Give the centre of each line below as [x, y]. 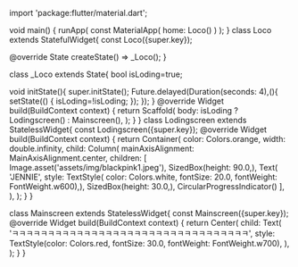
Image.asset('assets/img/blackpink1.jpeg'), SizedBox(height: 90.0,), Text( [144, 167]
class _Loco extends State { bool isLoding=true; [96, 74]
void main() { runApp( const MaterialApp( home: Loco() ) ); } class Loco [141, 30]
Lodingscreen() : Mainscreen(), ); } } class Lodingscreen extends [128, 120]
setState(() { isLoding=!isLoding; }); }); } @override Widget [117, 101]
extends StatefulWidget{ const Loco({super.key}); [101, 40]
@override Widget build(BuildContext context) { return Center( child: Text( [145, 223]
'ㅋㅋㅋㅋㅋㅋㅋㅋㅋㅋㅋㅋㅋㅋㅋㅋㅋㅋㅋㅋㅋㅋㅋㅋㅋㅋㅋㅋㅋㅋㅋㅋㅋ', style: [142, 233]
